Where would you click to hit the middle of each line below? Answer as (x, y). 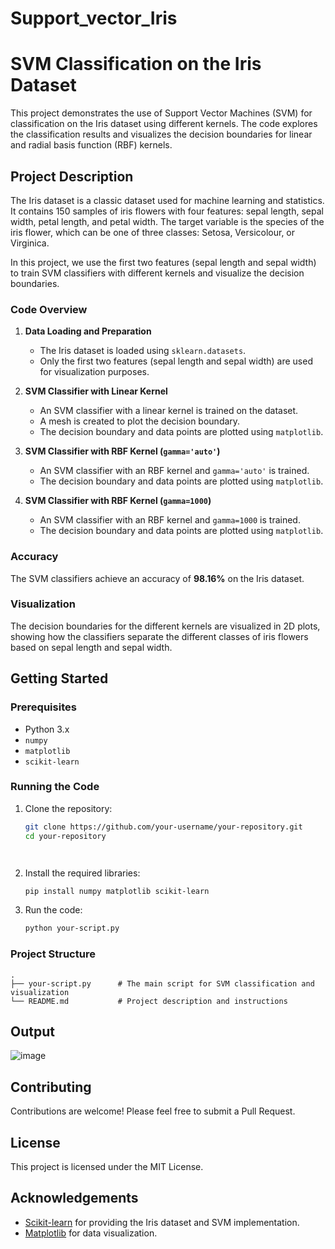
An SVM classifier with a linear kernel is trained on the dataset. (169, 411)
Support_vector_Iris (94, 18)
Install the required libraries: (82, 873)
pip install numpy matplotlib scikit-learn (117, 891)
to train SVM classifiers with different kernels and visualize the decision (157, 273)
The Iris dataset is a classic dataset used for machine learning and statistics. (167, 200)
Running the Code (55, 787)
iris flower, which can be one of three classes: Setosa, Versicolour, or (153, 232)
